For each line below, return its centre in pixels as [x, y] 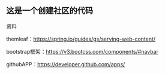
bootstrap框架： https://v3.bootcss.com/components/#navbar [82, 51]
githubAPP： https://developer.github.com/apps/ [66, 64]
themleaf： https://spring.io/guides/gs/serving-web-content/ [81, 39]
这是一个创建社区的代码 [49, 11]
